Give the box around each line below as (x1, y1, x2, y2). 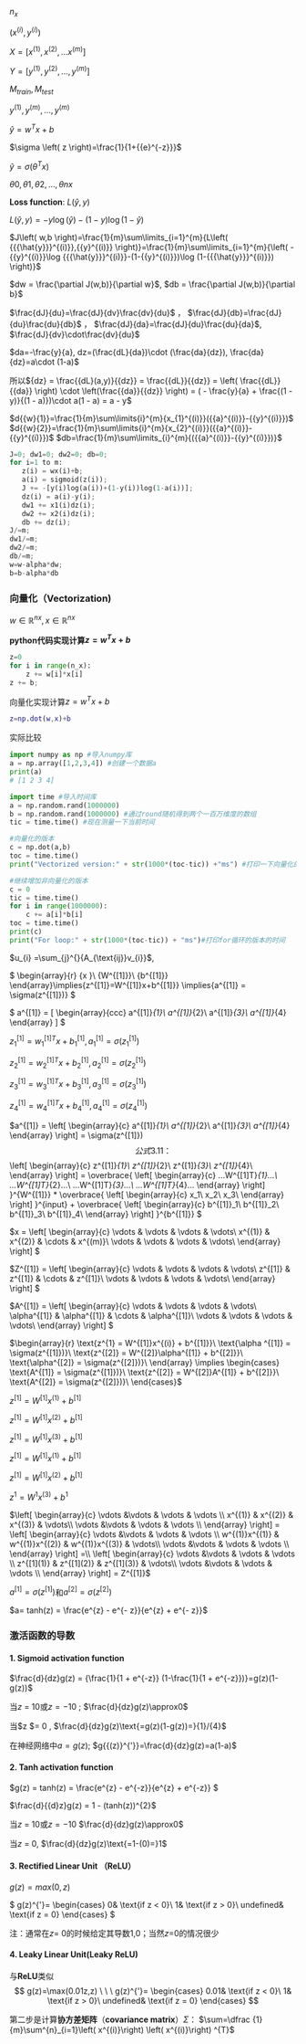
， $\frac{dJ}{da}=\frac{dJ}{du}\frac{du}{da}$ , (83, 318, 262, 330)
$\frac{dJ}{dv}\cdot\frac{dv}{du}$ (9, 329, 140, 340)
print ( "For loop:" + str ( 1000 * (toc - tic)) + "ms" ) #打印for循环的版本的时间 (9, 935, 286, 944)
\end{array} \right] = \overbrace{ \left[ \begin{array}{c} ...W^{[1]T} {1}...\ (9, 1169, 278, 1180)
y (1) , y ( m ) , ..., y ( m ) (9, 103, 70, 116)
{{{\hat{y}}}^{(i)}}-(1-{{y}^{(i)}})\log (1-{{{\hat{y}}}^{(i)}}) (62, 251, 275, 262)
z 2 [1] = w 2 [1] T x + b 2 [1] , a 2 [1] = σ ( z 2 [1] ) (9, 1056, 147, 1070)
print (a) (9, 767, 43, 777)
